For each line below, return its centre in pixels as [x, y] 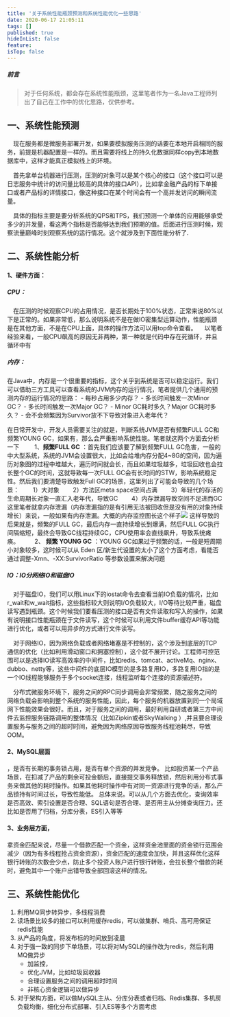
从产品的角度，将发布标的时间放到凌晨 [71, 937]
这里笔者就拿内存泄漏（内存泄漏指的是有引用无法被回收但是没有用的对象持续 [115, 507]
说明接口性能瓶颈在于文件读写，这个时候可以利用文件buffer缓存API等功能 [116, 619]
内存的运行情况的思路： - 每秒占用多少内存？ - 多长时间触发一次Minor [111, 398]
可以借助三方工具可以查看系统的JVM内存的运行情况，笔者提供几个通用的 [110, 389]
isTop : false [26, 52]
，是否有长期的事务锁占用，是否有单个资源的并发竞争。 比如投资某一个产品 [113, 768]
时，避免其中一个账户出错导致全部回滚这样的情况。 [79, 870]
